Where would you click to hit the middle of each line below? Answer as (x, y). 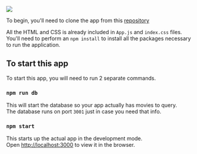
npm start (20, 126)
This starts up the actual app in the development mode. (74, 138)
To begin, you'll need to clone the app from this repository (78, 20)
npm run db (22, 93)
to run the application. (33, 45)
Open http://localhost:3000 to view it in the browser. (71, 145)
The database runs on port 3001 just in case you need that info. (84, 111)
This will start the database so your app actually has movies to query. (92, 105)
